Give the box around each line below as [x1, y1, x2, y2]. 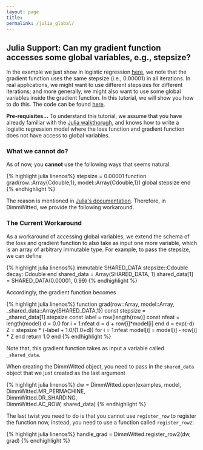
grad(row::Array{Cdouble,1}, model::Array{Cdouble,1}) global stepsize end [6, 179, 191, 186]
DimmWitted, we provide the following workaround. [6, 204, 135, 211]
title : [6, 15, 23, 21]
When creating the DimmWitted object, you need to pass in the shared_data [6, 362, 195, 370]
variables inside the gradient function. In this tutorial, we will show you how [6, 94, 194, 102]
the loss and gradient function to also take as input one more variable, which [6, 239, 198, 246]
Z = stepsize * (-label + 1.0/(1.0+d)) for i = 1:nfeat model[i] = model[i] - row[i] [6, 326, 198, 333]
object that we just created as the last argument [6, 369, 125, 376]
